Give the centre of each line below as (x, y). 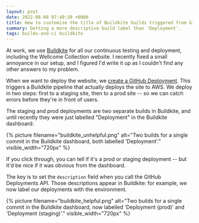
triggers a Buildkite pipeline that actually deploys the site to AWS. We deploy (99, 87)
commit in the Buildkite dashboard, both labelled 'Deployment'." (84, 141)
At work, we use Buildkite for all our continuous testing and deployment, (94, 50)
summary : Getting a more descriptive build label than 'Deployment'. (94, 28)
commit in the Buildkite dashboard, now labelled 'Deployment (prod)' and (95, 207)
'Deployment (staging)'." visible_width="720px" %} (68, 214)
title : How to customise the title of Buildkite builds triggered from (96, 22)
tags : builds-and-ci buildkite (45, 34)
